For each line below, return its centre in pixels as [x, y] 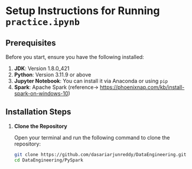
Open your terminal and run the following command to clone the [92, 137]
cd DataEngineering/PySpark [48, 160]
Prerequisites [31, 43]
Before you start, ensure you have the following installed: [75, 57]
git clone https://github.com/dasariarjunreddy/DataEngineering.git [100, 154]
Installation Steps [38, 112]
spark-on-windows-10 [41, 93]
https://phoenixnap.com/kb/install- [142, 87]
